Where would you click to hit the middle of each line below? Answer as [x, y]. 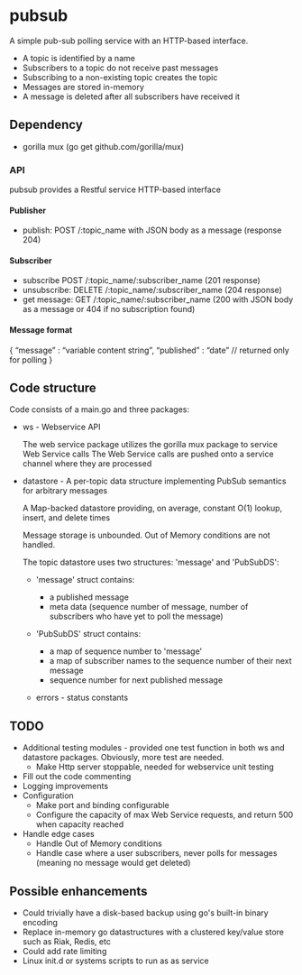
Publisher [28, 210]
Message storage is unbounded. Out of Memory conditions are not [146, 535]
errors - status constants [82, 698]
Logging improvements [65, 786]
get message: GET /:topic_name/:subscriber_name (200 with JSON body [158, 299]
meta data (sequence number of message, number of [149, 607]
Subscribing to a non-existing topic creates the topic [120, 77]
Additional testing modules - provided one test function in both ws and [154, 748]
